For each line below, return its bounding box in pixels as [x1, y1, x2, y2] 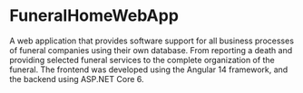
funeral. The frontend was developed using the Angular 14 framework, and [9, 64, 288, 75]
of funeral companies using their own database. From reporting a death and [9, 44, 293, 55]
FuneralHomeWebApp [9, 5, 180, 26]
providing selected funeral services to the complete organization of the [9, 54, 275, 65]
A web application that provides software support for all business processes [9, 35, 295, 46]
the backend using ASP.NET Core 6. [9, 73, 144, 84]
